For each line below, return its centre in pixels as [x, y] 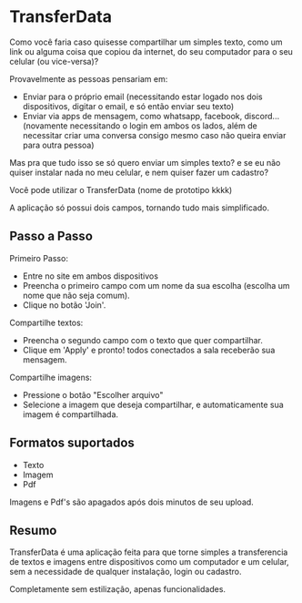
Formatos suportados [72, 443]
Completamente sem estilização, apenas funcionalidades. [117, 589]
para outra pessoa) [58, 145]
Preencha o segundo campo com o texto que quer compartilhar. [143, 340]
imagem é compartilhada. [70, 414]
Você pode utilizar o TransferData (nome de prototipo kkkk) [121, 189]
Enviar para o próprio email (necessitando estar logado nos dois [142, 97]
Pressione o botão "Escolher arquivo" [93, 394]
